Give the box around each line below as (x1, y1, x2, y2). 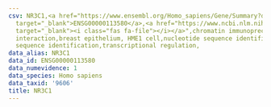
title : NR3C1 (8, 86, 52, 95)
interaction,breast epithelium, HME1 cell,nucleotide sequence (15, 34, 232, 43)
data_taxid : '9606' (8, 79, 74, 87)
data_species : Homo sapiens (8, 72, 103, 80)
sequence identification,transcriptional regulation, (15, 42, 200, 50)
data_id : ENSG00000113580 (8, 57, 95, 65)
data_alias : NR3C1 (8, 49, 70, 57)
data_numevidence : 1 (8, 64, 78, 72)
